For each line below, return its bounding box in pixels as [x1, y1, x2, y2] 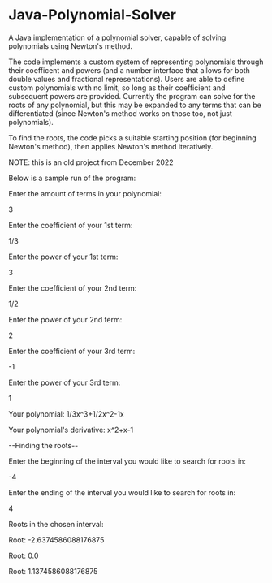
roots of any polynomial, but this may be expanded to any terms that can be [8, 100, 261, 110]
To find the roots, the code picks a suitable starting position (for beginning [8, 132, 257, 143]
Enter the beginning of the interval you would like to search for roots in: [8, 456, 246, 466]
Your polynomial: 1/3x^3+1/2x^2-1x [8, 408, 124, 419]
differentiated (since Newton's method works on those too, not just [8, 108, 233, 119]
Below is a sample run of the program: [8, 173, 136, 183]
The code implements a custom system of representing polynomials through [8, 57, 264, 67]
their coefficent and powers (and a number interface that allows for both [8, 65, 250, 75]
